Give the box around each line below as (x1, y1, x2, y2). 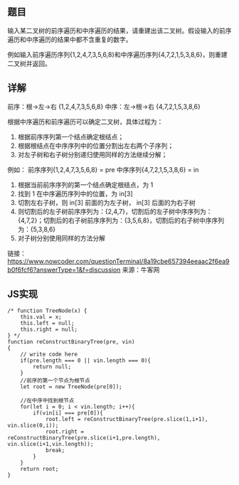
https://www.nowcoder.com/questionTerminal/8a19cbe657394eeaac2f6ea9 (7, 257, 230, 265)
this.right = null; (20, 326, 78, 334)
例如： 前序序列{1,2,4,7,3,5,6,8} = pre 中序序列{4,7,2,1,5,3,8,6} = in (7, 165, 199, 174)
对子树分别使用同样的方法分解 (17, 233, 105, 242)
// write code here (20, 351, 78, 358)
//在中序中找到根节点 (20, 397, 75, 405)
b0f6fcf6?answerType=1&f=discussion (7, 265, 121, 274)
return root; (20, 466, 59, 473)
